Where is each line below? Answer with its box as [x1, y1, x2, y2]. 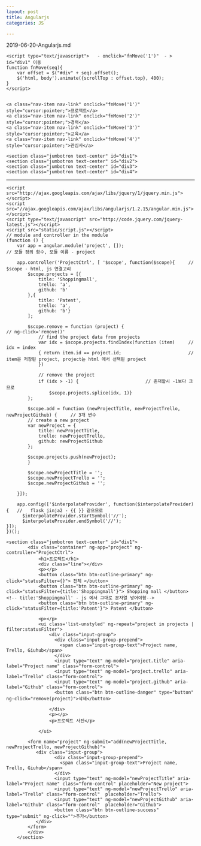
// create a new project [28, 417, 90, 423]
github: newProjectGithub [38, 438, 103, 444]
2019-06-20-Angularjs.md [6, 41, 71, 49]
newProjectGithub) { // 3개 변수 [6, 412, 97, 419]
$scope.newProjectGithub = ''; [28, 480, 106, 486]
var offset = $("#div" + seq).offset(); [17, 70, 119, 76]
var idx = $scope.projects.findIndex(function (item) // [38, 339, 194, 345]
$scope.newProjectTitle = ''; [28, 470, 103, 476]
